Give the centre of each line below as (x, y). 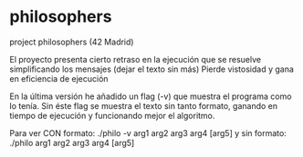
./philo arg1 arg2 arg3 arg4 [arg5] (72, 142)
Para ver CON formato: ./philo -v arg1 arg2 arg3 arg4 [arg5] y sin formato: (148, 132)
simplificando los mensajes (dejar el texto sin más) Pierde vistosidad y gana (152, 69)
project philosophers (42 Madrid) (72, 42)
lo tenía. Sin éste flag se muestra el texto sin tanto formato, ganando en (144, 105)
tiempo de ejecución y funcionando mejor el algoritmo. (112, 115)
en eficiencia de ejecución (59, 78)
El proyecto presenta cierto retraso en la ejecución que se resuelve (136, 59)
